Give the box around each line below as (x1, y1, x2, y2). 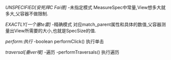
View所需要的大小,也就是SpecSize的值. (14, 28, 96, 34)
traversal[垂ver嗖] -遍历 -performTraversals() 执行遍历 (5, 49, 119, 55)
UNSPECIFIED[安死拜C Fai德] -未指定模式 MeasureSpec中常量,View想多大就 (5, 5, 166, 10)
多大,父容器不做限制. (5, 11, 48, 17)
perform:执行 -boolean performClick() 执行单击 (5, 38, 104, 44)
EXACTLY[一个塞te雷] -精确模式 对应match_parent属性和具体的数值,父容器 (5, 22, 162, 27)
